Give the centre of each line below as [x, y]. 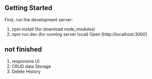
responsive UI [26, 61]
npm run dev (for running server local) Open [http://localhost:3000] [79, 34]
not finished [23, 50]
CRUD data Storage [31, 66]
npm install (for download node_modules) [53, 29]
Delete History [26, 71]
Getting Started [28, 8]
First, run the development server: [39, 19]
